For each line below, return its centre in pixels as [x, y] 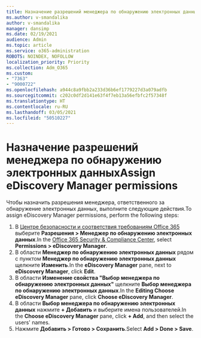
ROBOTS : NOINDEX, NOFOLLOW [40, 56]
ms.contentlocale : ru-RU [37, 107]
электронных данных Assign [81, 173]
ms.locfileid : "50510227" [38, 118]
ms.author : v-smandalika [37, 17]
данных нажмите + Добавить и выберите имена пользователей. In [100, 310]
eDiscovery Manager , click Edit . [55, 271]
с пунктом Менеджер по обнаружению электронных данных [95, 259]
